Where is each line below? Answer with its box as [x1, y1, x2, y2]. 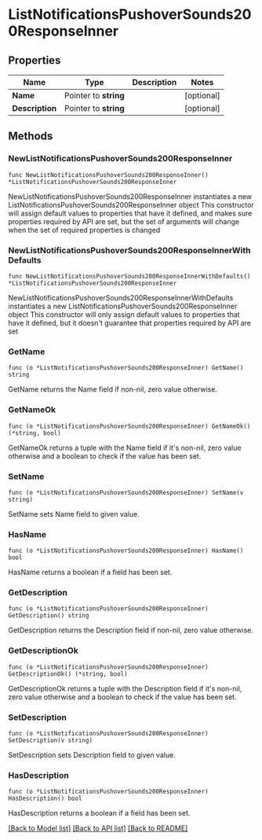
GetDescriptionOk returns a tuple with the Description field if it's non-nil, [8, 683, 242, 693]
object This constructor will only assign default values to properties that [8, 309, 241, 319]
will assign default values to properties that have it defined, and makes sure [8, 208, 253, 218]
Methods [8, 130, 53, 143]
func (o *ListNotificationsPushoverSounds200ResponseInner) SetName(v [8, 488, 244, 496]
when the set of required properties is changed [8, 225, 161, 234]
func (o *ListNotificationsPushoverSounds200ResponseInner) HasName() [8, 547, 244, 555]
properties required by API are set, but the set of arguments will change [8, 216, 240, 226]
